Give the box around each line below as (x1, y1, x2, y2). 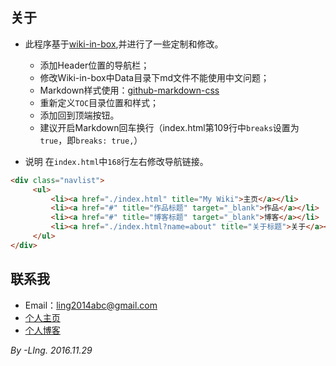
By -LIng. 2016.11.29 (10, 344, 93, 356)
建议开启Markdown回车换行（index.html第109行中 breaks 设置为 (39, 121, 300, 133)
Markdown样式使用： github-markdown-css (39, 84, 220, 96)
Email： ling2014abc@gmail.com (24, 299, 158, 311)
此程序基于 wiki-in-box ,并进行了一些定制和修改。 (24, 38, 224, 50)
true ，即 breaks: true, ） (39, 134, 143, 146)
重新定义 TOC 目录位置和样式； (39, 96, 160, 108)
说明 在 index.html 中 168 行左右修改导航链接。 (24, 155, 209, 167)
